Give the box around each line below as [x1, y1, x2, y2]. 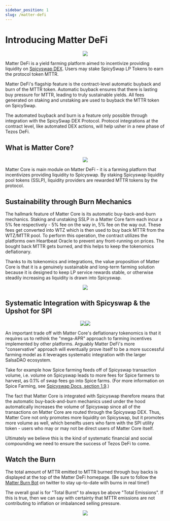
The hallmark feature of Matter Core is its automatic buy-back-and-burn [5, 211, 156, 217]
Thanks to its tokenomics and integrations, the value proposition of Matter [5, 259, 160, 265]
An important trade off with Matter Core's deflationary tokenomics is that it [5, 330, 161, 336]
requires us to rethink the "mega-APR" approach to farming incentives [5, 335, 152, 341]
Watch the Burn [5, 455, 56, 464]
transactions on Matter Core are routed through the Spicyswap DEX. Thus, [5, 409, 161, 415]
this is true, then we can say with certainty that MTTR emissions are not [5, 495, 155, 501]
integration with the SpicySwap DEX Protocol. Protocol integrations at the [5, 118, 158, 124]
